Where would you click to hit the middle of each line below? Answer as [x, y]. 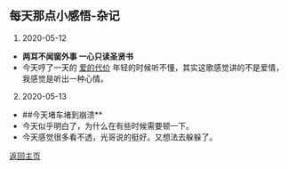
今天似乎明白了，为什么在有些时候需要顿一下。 [108, 125]
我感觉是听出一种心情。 [65, 78]
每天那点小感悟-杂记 [64, 16]
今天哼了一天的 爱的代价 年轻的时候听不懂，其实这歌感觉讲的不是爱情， [153, 67]
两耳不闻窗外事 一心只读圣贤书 [78, 56]
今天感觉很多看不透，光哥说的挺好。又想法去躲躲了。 [120, 137]
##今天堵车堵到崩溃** [62, 115]
